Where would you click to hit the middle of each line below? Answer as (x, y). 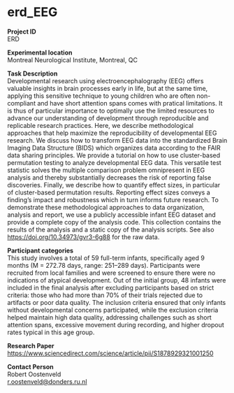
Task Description (32, 73)
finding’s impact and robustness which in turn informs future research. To (113, 199)
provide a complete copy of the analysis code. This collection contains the (114, 222)
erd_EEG (32, 12)
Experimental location (40, 52)
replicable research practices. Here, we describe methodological (101, 125)
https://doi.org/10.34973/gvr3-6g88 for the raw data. (83, 237)
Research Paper (31, 345)
